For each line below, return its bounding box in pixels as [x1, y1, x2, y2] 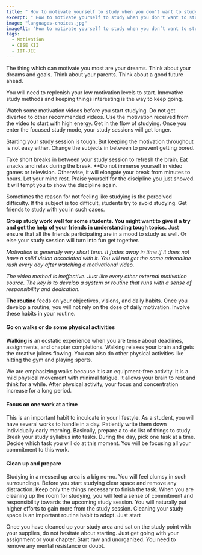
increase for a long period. [6, 387, 72, 394]
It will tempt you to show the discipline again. [6, 181, 118, 188]
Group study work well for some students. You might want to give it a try [6, 217, 191, 224]
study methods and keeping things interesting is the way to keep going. [6, 95, 183, 102]
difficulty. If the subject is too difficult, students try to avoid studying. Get [6, 199, 188, 206]
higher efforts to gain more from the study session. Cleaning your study [6, 505, 184, 512]
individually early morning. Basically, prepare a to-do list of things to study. [6, 427, 192, 434]
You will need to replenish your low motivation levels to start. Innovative [6, 88, 183, 96]
